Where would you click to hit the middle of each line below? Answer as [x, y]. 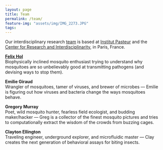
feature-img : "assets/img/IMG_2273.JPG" [47, 23]
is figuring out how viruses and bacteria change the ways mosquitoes [75, 92]
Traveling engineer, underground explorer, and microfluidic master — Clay [80, 137]
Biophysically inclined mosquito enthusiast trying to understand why [74, 62]
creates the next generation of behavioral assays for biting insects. [72, 142]
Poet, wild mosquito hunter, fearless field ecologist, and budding [70, 112]
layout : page [18, 10]
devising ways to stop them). [34, 72]
